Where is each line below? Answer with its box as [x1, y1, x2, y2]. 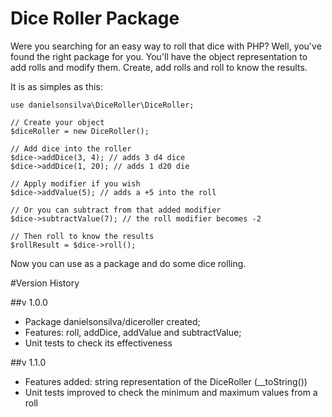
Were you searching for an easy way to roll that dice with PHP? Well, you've [10, 40, 322, 52]
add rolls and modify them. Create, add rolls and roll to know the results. [10, 61, 308, 73]
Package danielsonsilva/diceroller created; [24, 315, 201, 327]
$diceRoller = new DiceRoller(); [10, 126, 150, 136]
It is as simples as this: [10, 80, 103, 92]
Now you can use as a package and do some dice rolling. [10, 257, 247, 269]
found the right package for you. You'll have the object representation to [10, 50, 308, 62]
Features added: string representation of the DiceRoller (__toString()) [24, 375, 308, 387]
